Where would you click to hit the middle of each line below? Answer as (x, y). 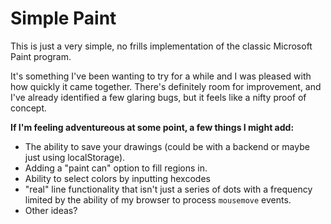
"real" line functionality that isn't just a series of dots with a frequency (168, 189)
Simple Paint (63, 18)
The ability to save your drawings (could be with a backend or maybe (167, 146)
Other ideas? (51, 210)
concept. (29, 108)
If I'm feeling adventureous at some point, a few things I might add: (152, 127)
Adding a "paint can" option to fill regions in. (116, 168)
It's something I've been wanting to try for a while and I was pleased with (161, 76)
